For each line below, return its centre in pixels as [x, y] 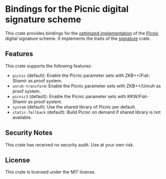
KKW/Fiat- [138, 96]
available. [22, 117]
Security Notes [29, 133]
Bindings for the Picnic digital [67, 9]
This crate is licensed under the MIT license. [50, 172]
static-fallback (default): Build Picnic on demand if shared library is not [86, 112]
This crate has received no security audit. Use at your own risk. [70, 144]
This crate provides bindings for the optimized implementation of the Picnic [82, 33]
